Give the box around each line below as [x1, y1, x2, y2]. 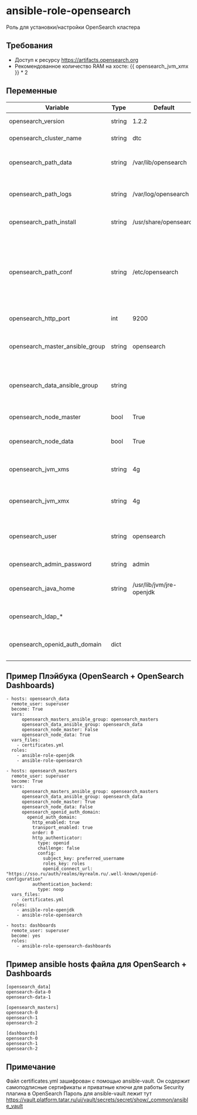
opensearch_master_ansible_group [9, 342, 106, 350]
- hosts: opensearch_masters [6, 768, 77, 774]
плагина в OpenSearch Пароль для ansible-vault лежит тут [6, 1090, 152, 1097]
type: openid [37, 840, 69, 846]
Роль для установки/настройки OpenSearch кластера [6, 24, 141, 31]
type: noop [37, 887, 64, 892]
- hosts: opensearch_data [6, 696, 69, 702]
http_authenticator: [32, 835, 83, 841]
